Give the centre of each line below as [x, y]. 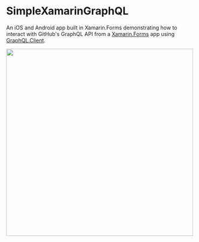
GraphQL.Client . [26, 40]
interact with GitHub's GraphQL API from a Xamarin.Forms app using [91, 34]
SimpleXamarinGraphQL [68, 11]
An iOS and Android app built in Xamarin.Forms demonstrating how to [92, 28]
